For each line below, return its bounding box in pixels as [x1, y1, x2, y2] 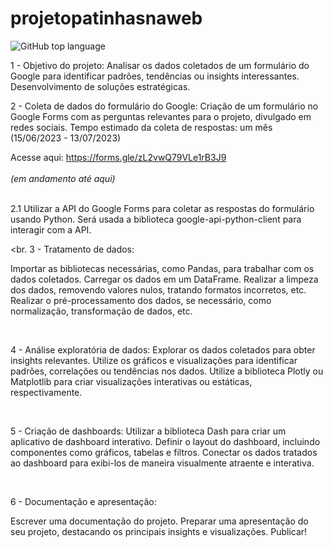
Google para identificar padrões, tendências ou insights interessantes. [10, 70, 300, 82]
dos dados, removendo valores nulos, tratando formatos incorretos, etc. [10, 283, 307, 296]
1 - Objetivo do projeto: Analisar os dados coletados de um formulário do [10, 59, 310, 71]
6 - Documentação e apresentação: [10, 495, 157, 507]
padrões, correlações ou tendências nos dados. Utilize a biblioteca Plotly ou [10, 365, 324, 377]
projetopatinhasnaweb [10, 7, 203, 30]
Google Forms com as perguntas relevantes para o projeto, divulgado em [10, 110, 312, 122]
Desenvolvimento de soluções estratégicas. [10, 80, 191, 92]
